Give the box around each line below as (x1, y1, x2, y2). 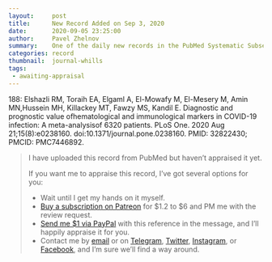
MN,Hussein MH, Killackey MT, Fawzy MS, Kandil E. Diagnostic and (8, 103, 233, 112)
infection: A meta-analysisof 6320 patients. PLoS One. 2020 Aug (8, 120, 225, 129)
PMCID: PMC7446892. (8, 137, 85, 146)
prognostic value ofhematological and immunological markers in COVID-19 (8, 111, 257, 121)
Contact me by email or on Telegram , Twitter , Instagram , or (40, 235, 237, 245)
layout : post (8, 11, 67, 20)
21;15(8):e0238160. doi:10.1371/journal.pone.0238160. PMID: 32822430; (8, 129, 248, 138)
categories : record (8, 49, 74, 57)
